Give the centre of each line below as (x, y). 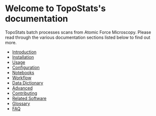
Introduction (24, 52)
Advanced (22, 88)
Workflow (22, 78)
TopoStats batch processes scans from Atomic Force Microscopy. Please (78, 32)
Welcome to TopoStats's (55, 8)
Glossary (21, 103)
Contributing (24, 93)
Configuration (26, 67)
